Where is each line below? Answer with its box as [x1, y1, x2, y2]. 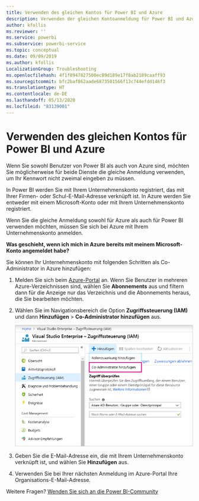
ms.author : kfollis [6, 59, 54, 65]
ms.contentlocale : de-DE [6, 91, 68, 97]
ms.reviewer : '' [6, 28, 46, 34]
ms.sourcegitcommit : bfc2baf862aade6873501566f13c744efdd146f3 [6, 78, 166, 84]
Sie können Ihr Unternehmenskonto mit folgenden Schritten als [6, 258, 160, 265]
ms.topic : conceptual [6, 47, 60, 53]
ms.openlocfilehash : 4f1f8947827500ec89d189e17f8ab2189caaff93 [6, 72, 166, 78]
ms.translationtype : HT [6, 85, 65, 91]
